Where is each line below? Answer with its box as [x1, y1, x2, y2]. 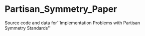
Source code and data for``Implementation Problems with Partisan [4, 20, 141, 26]
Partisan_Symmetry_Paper [4, 3, 118, 15]
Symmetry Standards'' [4, 25, 51, 31]
